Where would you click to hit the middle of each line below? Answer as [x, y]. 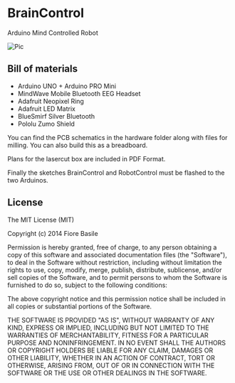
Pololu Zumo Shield [46, 124]
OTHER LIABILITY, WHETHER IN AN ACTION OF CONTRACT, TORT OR [111, 357]
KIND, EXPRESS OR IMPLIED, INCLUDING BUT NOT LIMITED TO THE [108, 328]
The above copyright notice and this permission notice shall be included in [116, 298]
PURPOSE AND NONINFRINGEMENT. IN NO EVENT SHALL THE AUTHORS [117, 342]
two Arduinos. [28, 180]
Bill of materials [43, 69]
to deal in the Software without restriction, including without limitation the [115, 262]
